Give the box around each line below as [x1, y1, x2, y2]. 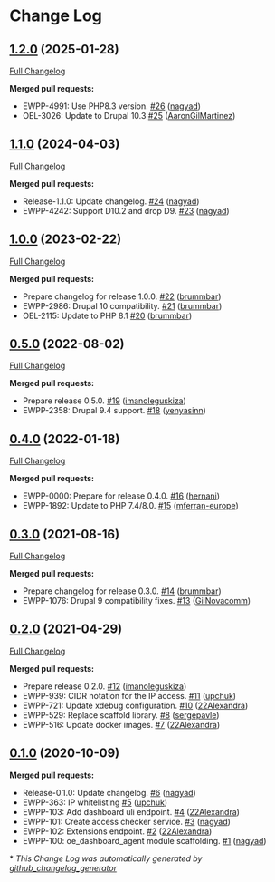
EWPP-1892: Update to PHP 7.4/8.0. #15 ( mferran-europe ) [22, 500, 239, 511]
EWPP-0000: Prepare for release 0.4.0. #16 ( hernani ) [22, 490, 220, 501]
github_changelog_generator [9, 862, 118, 873]
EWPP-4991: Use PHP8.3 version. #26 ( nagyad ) [22, 101, 202, 111]
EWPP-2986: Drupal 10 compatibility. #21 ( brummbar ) [22, 300, 223, 311]
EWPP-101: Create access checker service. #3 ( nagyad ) [22, 816, 231, 827]
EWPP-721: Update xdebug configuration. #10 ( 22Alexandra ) [22, 700, 249, 711]
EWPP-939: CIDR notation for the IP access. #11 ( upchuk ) [22, 690, 237, 701]
